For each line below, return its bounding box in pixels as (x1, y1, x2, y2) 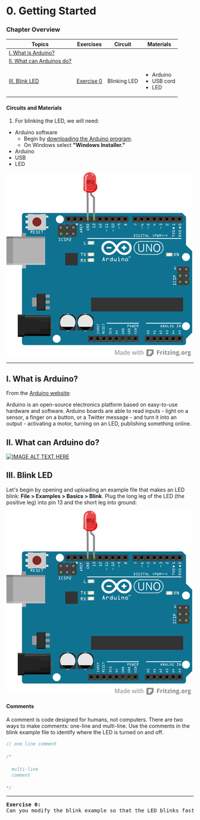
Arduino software (14, 129, 58, 136)
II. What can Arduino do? (6, 437, 100, 447)
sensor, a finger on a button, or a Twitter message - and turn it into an (6, 414, 177, 421)
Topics (32, 40, 49, 48)
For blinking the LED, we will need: (14, 117, 99, 124)
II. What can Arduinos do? (8, 58, 72, 65)
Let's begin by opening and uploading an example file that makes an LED (6, 486, 185, 493)
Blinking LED (107, 77, 139, 84)
